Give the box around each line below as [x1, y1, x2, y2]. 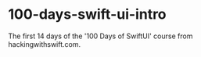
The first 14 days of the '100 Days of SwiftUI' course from [8, 31, 193, 41]
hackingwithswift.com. [8, 39, 81, 48]
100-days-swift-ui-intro [8, 5, 167, 23]
